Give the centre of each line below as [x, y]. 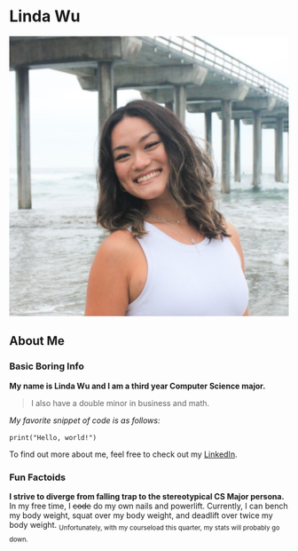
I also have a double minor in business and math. [120, 403]
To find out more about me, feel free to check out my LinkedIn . [123, 454]
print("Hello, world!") [53, 437]
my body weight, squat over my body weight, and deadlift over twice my [141, 515]
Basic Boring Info [47, 366]
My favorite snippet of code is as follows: [85, 420]
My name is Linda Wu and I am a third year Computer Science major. [137, 386]
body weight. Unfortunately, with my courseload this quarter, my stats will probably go [145, 526]
